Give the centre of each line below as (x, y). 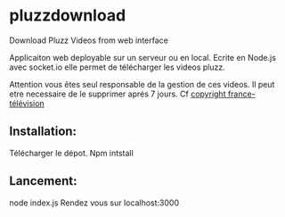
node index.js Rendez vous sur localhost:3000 (94, 203)
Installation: (43, 132)
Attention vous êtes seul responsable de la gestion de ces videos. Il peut (142, 84)
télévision (27, 103)
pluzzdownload (68, 16)
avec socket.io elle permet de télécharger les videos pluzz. (117, 67)
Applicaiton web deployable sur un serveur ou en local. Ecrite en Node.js (142, 57)
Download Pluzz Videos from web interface (89, 40)
